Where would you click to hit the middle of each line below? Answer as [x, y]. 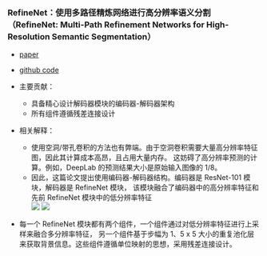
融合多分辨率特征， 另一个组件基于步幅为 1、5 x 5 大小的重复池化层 [144, 234]
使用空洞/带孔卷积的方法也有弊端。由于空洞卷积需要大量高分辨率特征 [144, 148]
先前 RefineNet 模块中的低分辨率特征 [92, 198]
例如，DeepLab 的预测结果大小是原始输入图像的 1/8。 [133, 168]
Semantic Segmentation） [104, 36]
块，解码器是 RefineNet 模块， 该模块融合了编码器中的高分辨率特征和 [145, 188]
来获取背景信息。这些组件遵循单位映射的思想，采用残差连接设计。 [128, 244]
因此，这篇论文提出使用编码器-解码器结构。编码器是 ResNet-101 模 [141, 178]
